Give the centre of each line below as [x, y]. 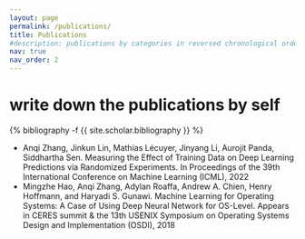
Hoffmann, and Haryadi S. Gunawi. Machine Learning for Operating [148, 195]
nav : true [28, 52]
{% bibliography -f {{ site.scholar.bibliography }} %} [107, 130]
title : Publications [49, 35]
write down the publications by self [145, 105]
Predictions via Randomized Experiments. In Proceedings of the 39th [151, 167]
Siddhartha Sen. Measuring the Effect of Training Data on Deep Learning [158, 157]
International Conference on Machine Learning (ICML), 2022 [136, 176]
